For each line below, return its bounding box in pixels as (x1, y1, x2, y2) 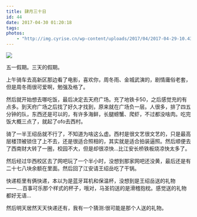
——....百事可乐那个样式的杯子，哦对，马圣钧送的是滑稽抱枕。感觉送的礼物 (6, 185, 187, 191)
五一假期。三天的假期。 (6, 64, 63, 70)
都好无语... (6, 192, 32, 199)
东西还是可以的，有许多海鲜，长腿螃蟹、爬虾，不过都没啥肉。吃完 (31, 111, 191, 117)
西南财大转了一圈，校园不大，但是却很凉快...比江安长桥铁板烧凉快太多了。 (11, 145, 191, 152)
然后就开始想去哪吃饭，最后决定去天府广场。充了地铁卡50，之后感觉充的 (6, 96, 182, 103)
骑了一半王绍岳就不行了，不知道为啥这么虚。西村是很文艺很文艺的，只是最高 (6, 130, 191, 137)
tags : (6, 25, 19, 31)
